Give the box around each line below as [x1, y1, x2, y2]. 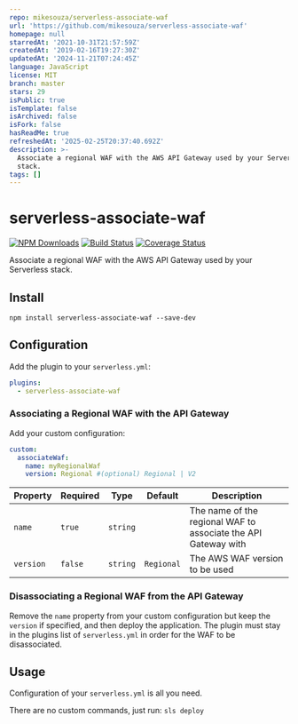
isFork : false [9, 121, 62, 130]
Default [146, 489, 179, 502]
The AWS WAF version [189, 553, 284, 565]
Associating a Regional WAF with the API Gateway [9, 408, 230, 420]
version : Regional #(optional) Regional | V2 [25, 470, 197, 479]
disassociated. [9, 639, 62, 649]
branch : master [9, 79, 66, 88]
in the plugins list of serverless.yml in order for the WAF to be [9, 629, 236, 640]
